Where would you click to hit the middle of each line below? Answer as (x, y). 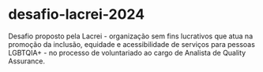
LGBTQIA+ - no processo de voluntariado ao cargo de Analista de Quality (127, 52)
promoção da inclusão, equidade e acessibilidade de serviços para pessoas (131, 44)
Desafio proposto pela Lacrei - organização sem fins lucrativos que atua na (131, 36)
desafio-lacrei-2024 (76, 14)
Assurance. (27, 61)
